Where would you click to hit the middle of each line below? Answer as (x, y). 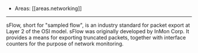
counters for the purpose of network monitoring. (65, 44)
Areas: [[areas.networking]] (48, 8)
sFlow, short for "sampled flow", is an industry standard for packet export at (98, 25)
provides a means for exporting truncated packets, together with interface (96, 38)
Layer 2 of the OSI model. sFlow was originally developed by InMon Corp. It (98, 31)
